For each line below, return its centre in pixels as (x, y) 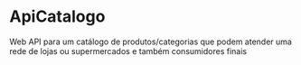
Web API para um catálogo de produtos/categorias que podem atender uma (150, 42)
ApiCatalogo (57, 17)
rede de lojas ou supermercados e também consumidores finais (128, 51)
